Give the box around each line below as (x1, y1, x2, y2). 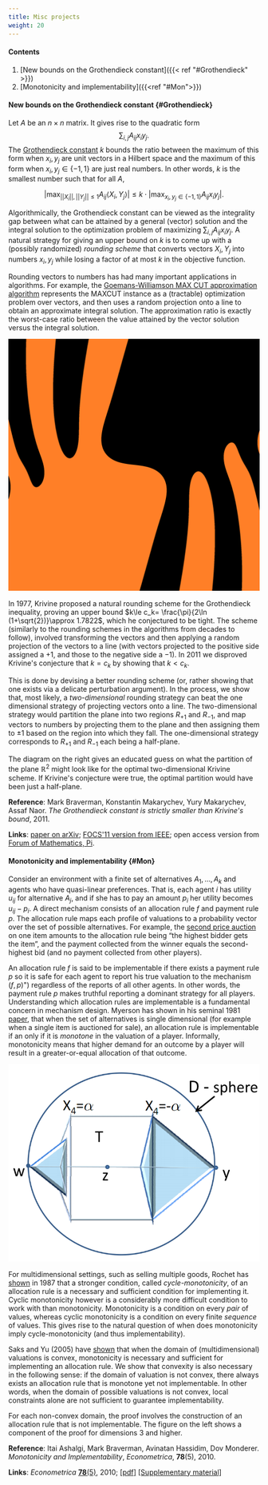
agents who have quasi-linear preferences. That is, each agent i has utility (8, 884, 252, 894)
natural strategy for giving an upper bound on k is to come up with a (8, 236, 232, 246)
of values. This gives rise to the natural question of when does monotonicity (8, 1320, 258, 1330)
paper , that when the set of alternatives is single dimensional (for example (8, 1014, 251, 1024)
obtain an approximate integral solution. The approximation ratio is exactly (8, 305, 252, 315)
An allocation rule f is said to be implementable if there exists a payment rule (8, 964, 260, 973)
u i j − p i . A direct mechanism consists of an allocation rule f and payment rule (8, 904, 259, 915)
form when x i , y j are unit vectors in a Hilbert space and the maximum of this (8, 153, 256, 165)
